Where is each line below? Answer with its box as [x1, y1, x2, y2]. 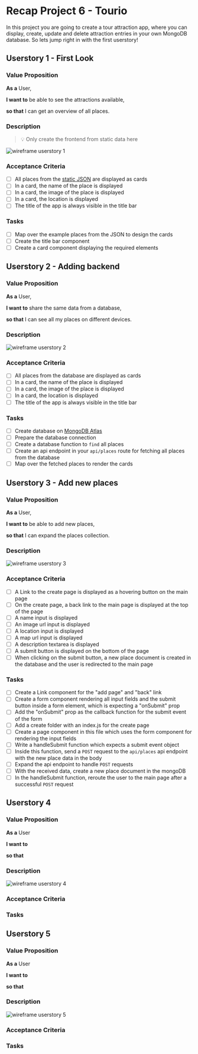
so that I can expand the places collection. [6, 532, 110, 539]
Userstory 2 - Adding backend [6, 262, 120, 272]
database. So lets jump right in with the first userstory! [6, 36, 138, 43]
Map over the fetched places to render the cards [14, 460, 133, 467]
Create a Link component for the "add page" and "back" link [14, 689, 162, 696]
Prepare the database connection [14, 434, 96, 441]
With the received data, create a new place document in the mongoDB [14, 767, 186, 775]
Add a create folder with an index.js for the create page [14, 721, 150, 728]
